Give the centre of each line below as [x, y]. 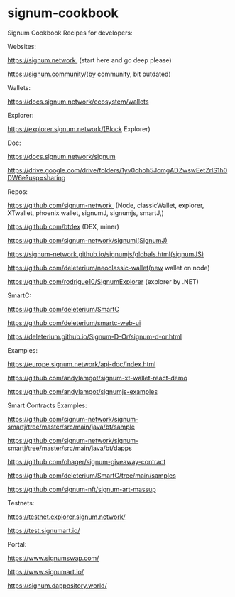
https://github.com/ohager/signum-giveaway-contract [87, 461]
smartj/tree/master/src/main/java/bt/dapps [70, 448]
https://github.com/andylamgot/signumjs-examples [83, 391]
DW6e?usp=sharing [37, 177]
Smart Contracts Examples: [47, 405]
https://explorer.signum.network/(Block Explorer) [79, 128]
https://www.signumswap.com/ [53, 558]
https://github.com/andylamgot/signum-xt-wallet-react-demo [98, 378]
